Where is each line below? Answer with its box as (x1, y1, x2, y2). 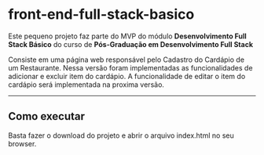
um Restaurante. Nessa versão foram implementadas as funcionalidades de (8, 63, 253, 72)
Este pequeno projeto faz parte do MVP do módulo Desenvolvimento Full (8, 31, 247, 41)
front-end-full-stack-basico (8, 5, 195, 23)
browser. (8, 139, 37, 148)
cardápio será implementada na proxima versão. (8, 80, 165, 89)
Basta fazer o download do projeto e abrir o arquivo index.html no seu (8, 131, 234, 140)
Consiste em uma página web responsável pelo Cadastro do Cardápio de (8, 55, 245, 64)
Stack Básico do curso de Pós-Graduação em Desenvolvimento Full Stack (8, 39, 254, 49)
